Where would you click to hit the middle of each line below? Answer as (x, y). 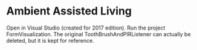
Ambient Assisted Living (69, 11)
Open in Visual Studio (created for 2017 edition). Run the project (86, 28)
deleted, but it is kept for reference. (50, 40)
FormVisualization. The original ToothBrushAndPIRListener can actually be (99, 34)
